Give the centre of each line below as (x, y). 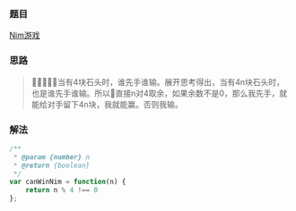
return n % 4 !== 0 (62, 190)
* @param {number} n (52, 157)
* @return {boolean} (52, 165)
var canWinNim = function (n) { (68, 182)
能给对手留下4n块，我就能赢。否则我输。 (107, 104)
